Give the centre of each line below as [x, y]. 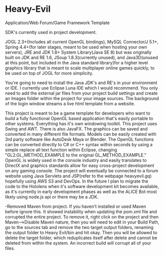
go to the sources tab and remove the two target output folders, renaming [79, 227]
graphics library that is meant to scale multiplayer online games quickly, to [80, 68]
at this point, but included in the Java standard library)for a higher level [77, 63]
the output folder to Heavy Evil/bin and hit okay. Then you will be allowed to [81, 232]
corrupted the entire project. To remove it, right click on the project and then [82, 217]
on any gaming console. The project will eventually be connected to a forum [82, 170]
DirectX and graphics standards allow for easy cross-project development [80, 165]
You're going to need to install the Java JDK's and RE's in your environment [81, 83]
